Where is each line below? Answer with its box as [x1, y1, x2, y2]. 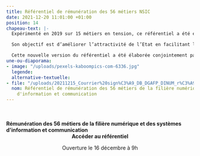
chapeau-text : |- [6, 25, 49, 32]
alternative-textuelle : [11, 74, 70, 80]
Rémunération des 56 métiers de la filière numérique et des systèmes [6, 120, 182, 127]
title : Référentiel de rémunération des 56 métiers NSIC [6, 8, 151, 15]
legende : [11, 69, 33, 75]
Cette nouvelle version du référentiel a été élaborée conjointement [11, 52, 187, 58]
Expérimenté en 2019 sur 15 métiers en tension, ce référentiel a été [11, 31, 190, 37]
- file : [6, 80, 26, 86]
